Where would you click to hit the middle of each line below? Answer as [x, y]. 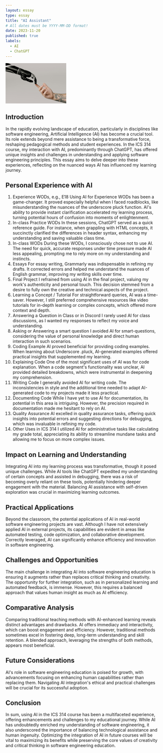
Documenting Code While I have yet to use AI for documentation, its [80, 398]
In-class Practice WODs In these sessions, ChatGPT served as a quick [83, 223]
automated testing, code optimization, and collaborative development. [75, 535]
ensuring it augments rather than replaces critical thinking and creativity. [78, 577]
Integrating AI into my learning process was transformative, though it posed [81, 467]
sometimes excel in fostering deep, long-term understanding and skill [75, 635]
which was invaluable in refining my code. [54, 424]
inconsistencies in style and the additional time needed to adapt [76, 388]
